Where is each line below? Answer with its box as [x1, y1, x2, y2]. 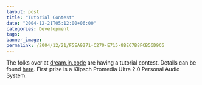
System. [6, 72, 27, 79]
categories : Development [6, 25, 69, 32]
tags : [6, 31, 20, 37]
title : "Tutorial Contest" [6, 14, 75, 20]
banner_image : [6, 37, 43, 43]
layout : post [6, 8, 40, 15]
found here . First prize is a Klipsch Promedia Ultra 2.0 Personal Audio [6, 65, 180, 72]
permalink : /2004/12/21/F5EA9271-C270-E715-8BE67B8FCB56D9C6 [6, 43, 165, 49]
